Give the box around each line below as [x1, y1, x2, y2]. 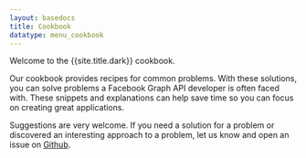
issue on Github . [9, 139, 71, 151]
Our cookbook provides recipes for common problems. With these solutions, [9, 73, 298, 84]
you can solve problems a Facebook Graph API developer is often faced [9, 83, 280, 94]
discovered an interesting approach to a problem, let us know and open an [9, 130, 290, 141]
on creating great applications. [9, 102, 125, 113]
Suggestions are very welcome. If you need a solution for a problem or [9, 120, 275, 131]
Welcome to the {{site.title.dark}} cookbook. [9, 56, 175, 67]
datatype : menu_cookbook [9, 30, 104, 39]
